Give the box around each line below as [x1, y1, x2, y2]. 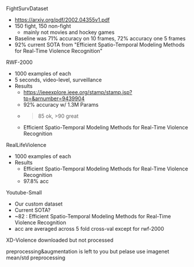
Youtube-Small [6, 189, 42, 196]
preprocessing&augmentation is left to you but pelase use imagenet [6, 248, 169, 255]
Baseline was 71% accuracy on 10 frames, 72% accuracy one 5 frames [14, 35, 186, 42]
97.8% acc [23, 178, 49, 184]
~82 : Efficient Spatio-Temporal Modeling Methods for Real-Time [14, 213, 171, 220]
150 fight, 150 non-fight [14, 23, 72, 29]
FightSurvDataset [6, 5, 49, 12]
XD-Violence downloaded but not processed [6, 237, 114, 244]
